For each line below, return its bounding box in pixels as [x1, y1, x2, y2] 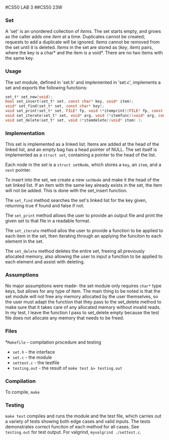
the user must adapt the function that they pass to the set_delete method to [5, 299, 162, 305]
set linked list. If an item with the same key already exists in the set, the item [5, 182, 162, 188]
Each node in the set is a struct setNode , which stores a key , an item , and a [5, 161, 161, 168]
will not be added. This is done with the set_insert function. [5, 188, 128, 194]
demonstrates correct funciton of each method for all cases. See [5, 424, 139, 430]
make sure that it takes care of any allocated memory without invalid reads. [5, 304, 161, 310]
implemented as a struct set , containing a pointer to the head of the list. [5, 152, 156, 158]
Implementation [5, 130, 45, 137]
